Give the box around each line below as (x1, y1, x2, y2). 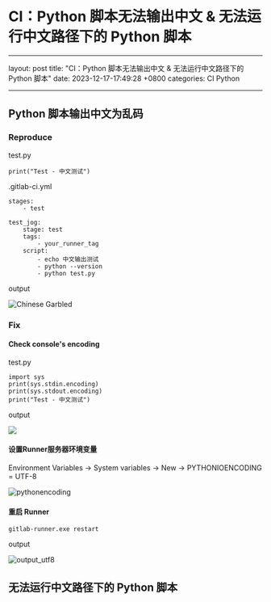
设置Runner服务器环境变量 (8, 444, 98, 454)
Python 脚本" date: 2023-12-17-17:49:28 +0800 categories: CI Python (8, 74, 240, 83)
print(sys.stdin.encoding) (8, 380, 99, 388)
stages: (8, 197, 35, 205)
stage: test (23, 225, 63, 234)
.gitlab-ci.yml (8, 181, 52, 191)
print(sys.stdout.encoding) (8, 387, 103, 395)
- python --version (37, 262, 103, 271)
